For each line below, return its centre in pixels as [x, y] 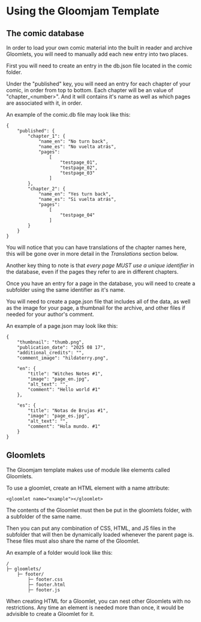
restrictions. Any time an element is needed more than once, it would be [95, 607]
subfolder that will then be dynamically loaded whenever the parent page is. [100, 534]
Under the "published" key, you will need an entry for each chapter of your [98, 84]
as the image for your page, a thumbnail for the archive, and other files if [96, 308]
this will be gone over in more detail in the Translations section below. [92, 254]
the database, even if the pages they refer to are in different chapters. [92, 272]
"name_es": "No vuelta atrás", [77, 147]
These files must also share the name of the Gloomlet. [73, 541]
